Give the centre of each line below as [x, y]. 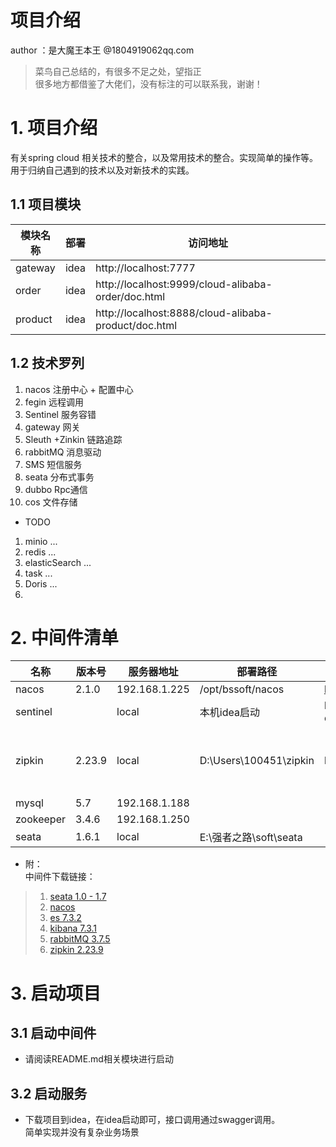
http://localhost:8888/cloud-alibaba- [184, 313]
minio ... [41, 541]
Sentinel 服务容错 [60, 414]
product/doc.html [136, 325]
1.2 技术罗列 [47, 363]
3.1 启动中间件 [53, 1033]
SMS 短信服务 [53, 464]
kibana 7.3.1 [73, 928]
